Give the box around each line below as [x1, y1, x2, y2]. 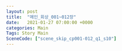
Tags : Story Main [6, 30, 49, 36]
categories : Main [6, 25, 49, 31]
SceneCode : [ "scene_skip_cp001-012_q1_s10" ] [6, 36, 117, 42]
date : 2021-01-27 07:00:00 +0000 [6, 19, 93, 25]
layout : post [6, 8, 38, 15]
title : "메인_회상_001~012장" [6, 14, 76, 20]
